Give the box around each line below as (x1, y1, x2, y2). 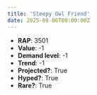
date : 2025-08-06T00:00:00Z (7, 17, 91, 24)
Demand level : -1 (17, 51, 69, 60)
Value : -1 (17, 44, 45, 52)
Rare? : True (17, 81, 52, 89)
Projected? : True (17, 66, 68, 75)
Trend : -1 (17, 58, 45, 67)
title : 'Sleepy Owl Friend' (7, 10, 91, 18)
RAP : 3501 (17, 36, 48, 44)
